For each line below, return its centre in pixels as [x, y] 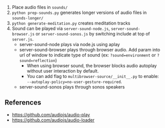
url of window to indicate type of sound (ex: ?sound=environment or [87, 55]
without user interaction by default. [63, 71]
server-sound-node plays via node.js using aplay [70, 44]
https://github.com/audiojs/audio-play [51, 114]
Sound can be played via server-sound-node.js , [61, 28]
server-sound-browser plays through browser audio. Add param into [90, 50]
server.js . [23, 39]
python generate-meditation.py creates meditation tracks [71, 23]
